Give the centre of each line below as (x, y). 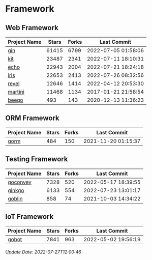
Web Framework (32, 28)
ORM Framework (32, 118)
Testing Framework (37, 159)
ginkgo (16, 190)
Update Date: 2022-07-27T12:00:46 (43, 252)
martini (16, 92)
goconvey (20, 182)
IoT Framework (29, 217)
